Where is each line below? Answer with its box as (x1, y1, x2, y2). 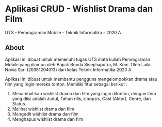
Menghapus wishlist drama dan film (12, 116, 83, 122)
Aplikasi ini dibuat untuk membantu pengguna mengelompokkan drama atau (5, 76, 158, 82)
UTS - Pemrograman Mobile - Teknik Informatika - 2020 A (5, 29, 121, 35)
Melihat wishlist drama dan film (12, 106, 74, 112)
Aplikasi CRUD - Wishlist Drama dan (5, 3, 153, 14)
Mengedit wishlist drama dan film (12, 111, 79, 117)
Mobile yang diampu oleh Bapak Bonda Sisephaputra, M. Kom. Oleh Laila (5, 61, 151, 67)
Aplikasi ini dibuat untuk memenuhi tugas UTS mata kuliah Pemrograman (5, 56, 150, 62)
